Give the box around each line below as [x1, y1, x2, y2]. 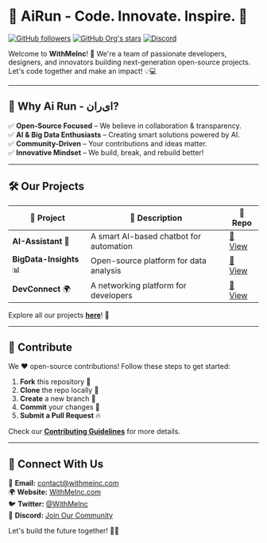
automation [90, 240, 133, 251]
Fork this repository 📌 [19, 377, 91, 386]
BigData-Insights [12, 254, 79, 265]
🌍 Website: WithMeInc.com [8, 487, 102, 497]
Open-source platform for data [90, 255, 207, 266]
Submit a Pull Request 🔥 [19, 411, 102, 421]
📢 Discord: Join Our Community [8, 510, 114, 520]
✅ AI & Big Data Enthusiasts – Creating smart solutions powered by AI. [8, 130, 240, 139]
